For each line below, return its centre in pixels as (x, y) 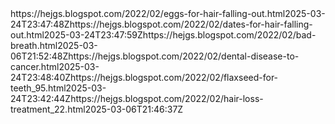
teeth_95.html (38, 88)
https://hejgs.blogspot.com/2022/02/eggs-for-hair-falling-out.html (148, 13)
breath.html (34, 45)
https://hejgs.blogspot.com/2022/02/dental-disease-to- (184, 56)
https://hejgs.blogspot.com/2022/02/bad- (229, 35)
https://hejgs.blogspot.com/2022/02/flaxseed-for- (174, 77)
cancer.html (35, 66)
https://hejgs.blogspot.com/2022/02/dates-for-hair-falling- (191, 24)
